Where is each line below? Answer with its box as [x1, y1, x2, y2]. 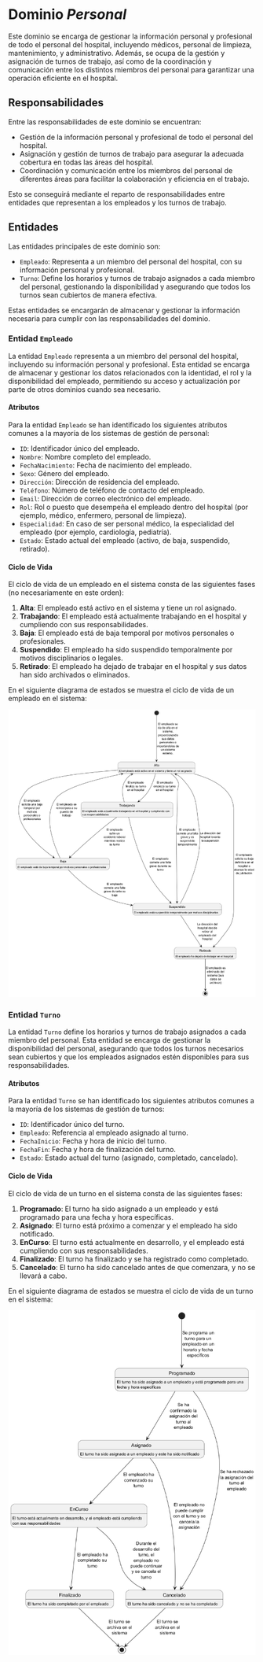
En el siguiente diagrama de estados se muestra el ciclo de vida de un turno [8, 1286, 254, 1295]
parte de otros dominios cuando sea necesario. [8, 384, 161, 394]
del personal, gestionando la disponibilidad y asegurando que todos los [19, 282, 251, 291]
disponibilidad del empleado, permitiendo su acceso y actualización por [8, 376, 241, 386]
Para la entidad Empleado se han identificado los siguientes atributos [8, 420, 228, 430]
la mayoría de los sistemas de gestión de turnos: [8, 1104, 165, 1114]
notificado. [19, 1229, 55, 1239]
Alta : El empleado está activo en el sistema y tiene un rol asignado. [19, 604, 237, 613]
